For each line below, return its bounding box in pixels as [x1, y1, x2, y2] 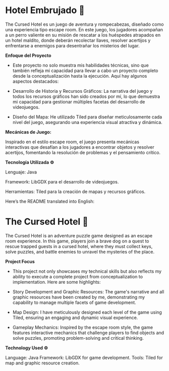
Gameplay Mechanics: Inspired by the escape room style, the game [12, 324, 153, 330]
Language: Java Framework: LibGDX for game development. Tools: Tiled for [5, 354, 163, 360]
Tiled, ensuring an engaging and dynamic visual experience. [12, 315, 138, 321]
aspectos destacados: [12, 78, 59, 84]
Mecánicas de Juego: [5, 129, 51, 135]
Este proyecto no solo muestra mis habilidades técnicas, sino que [12, 62, 149, 68]
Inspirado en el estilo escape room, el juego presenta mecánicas [5, 139, 140, 145]
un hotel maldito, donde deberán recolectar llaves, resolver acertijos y [5, 37, 151, 43]
